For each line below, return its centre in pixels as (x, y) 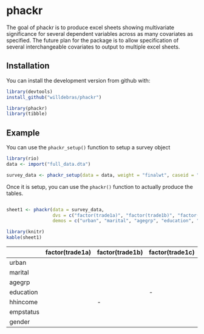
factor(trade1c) (172, 253)
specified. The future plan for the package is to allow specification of (93, 40)
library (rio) (23, 158)
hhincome (24, 302)
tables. (15, 193)
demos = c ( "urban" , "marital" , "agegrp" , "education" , (123, 221)
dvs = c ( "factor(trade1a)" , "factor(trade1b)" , (114, 215)
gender (20, 322)
